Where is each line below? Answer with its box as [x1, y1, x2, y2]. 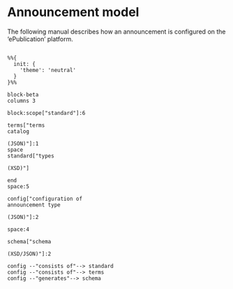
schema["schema [7, 238, 52, 245]
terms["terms [7, 122, 45, 129]
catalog [7, 127, 30, 135]
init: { [13, 60, 36, 67]
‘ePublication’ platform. [7, 34, 73, 43]
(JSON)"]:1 [7, 140, 39, 147]
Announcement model [7, 4, 140, 20]
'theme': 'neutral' [20, 66, 77, 73]
